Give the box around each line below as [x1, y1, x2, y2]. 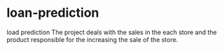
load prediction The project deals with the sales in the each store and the [6, 28, 218, 36]
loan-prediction [6, 5, 99, 21]
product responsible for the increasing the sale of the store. [6, 35, 178, 43]
